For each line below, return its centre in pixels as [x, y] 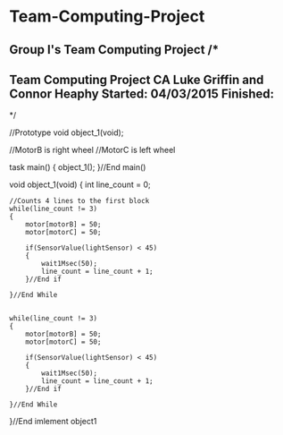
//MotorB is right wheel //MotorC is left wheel [92, 150]
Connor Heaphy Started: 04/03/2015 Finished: [142, 94]
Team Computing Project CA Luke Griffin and [137, 79]
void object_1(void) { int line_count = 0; [80, 184]
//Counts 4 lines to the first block [79, 201]
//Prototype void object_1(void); [67, 132]
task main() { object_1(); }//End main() [78, 167]
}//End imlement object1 [53, 422]
